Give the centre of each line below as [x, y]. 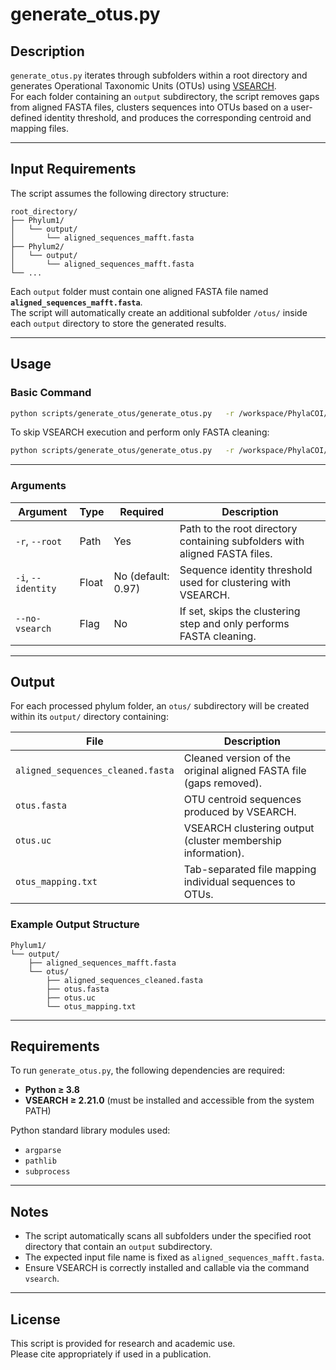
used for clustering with [235, 582]
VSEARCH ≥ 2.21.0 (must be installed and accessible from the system [169, 1100]
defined [26, 117]
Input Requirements [73, 169]
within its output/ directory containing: [89, 717]
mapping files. [40, 128]
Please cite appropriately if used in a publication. [111, 1354]
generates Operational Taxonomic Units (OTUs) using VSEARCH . [143, 86]
